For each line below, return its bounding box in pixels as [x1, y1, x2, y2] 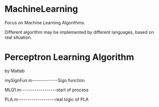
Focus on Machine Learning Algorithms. [4, 20, 85, 26]
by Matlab [4, 68, 25, 74]
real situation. [4, 34, 32, 40]
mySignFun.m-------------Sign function [4, 77, 85, 83]
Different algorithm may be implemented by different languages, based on [4, 29, 154, 35]
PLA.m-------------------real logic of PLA [4, 96, 89, 102]
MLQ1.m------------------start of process [4, 87, 89, 93]
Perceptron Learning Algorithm [4, 52, 134, 63]
